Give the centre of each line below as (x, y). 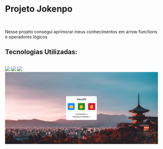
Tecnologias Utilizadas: (41, 52)
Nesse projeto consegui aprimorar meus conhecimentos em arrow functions (81, 31)
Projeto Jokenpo (39, 9)
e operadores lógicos (26, 37)
